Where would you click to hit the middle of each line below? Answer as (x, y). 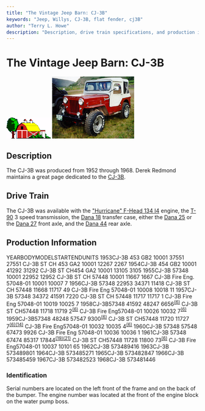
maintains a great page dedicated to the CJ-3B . (66, 177)
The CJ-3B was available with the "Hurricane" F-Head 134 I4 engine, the (98, 211)
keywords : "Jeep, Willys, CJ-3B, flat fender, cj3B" (75, 19)
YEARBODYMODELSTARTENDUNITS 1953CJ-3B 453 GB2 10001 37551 (95, 257)
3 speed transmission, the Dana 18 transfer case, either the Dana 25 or (103, 217)
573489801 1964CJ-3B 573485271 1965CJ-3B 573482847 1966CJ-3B (95, 353)
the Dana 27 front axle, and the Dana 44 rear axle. (69, 223)
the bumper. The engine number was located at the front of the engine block (103, 395)
